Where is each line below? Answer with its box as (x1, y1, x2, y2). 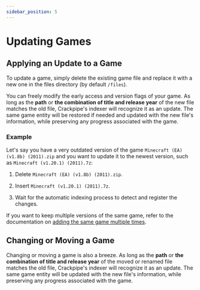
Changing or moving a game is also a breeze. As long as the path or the (6, 251, 184, 258)
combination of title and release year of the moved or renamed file (6, 258, 172, 265)
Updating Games (6, 34, 92, 48)
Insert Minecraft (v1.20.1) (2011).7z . (14, 182, 111, 189)
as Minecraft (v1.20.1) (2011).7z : (6, 159, 93, 166)
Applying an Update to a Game (6, 58, 123, 69)
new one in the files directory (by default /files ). (6, 80, 128, 87)
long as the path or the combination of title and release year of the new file (6, 98, 195, 105)
